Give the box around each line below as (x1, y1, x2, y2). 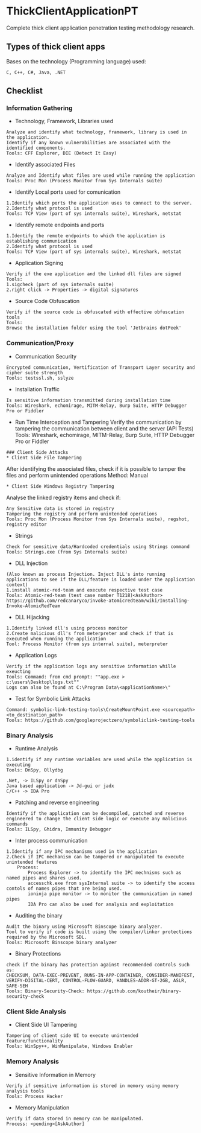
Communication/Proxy (6, 339, 74, 348)
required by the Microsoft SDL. (6, 934, 87, 940)
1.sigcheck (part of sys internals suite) (6, 282, 114, 288)
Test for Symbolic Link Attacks (14, 695, 91, 702)
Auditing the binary (14, 912, 63, 919)
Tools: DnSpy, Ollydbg (6, 767, 63, 773)
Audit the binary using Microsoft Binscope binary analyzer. (6, 924, 163, 930)
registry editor (6, 521, 47, 528)
